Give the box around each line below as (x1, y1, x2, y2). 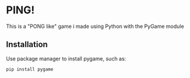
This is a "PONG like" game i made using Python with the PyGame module (6, 23, 184, 30)
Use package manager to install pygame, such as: (6, 55, 126, 62)
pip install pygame (6, 66, 54, 72)
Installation (6, 40, 48, 49)
